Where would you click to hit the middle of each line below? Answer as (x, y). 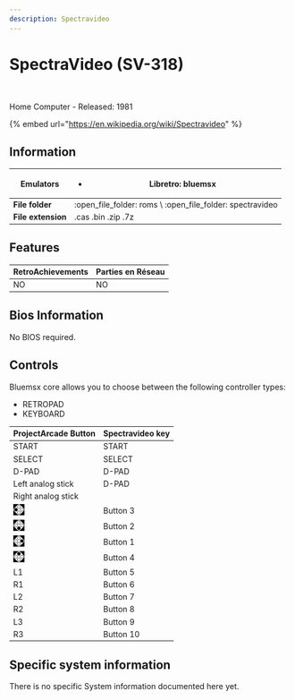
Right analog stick (46, 496)
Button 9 (119, 621)
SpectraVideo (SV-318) (97, 64)
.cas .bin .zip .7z (104, 217)
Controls (34, 366)
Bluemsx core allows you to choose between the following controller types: (147, 387)
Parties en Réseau (131, 272)
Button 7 (119, 597)
